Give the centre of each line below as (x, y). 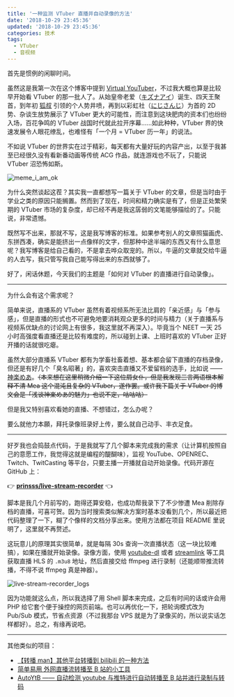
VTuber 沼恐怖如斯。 (37, 164)
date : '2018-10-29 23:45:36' (49, 20)
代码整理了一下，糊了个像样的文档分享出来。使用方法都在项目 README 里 (113, 520)
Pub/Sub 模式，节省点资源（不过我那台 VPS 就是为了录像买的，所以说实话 (114, 615)
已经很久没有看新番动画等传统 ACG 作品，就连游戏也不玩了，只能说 (110, 155)
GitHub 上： (24, 471)
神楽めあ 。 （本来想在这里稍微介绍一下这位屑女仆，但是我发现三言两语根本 (112, 377)
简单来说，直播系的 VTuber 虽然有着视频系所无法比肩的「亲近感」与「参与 (114, 310)
